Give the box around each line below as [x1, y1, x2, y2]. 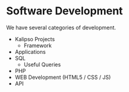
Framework [23, 42, 52, 49]
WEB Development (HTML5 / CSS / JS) [14, 73, 111, 81]
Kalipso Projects [14, 35, 55, 42]
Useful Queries [23, 61, 61, 68]
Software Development [6, 4, 124, 18]
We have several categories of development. [6, 24, 116, 31]
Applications [14, 48, 46, 55]
